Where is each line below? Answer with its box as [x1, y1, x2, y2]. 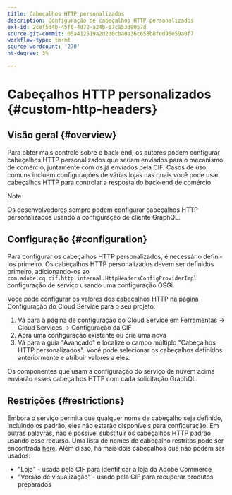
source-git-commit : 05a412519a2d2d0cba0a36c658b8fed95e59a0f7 [7, 30, 194, 37]
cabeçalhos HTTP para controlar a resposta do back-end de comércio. [7, 178, 213, 186]
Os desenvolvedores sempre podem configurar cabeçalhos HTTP [7, 205, 199, 214]
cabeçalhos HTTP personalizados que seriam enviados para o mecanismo [7, 155, 224, 164]
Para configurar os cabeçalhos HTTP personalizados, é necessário [7, 252, 202, 261]
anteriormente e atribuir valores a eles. [17, 353, 130, 362]
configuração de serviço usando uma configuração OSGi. [7, 280, 175, 290]
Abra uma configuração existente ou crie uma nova [17, 330, 167, 339]
